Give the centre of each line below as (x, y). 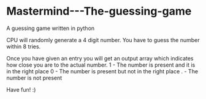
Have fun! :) (21, 89)
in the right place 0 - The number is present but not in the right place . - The (102, 71)
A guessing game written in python (51, 28)
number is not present (34, 78)
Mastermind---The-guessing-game (99, 11)
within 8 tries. (24, 46)
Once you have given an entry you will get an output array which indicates (100, 58)
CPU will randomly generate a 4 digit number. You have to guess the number (103, 40)
